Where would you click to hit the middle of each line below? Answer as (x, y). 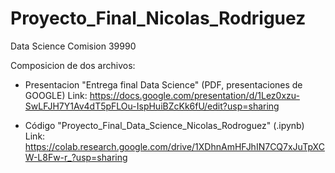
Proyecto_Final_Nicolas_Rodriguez (158, 18)
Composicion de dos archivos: (73, 65)
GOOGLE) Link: (56, 95)
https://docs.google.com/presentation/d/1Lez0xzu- (194, 95)
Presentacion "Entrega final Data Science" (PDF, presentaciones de (163, 84)
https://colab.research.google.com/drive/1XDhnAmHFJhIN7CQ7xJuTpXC (174, 146)
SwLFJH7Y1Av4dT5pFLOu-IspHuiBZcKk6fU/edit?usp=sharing (152, 106)
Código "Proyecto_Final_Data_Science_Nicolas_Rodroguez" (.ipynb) (164, 125)
